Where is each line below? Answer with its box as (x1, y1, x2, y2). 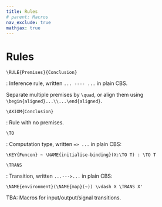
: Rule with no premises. (6, 119, 65, 126)
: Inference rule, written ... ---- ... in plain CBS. (6, 80, 128, 87)
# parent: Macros (6, 14, 49, 20)
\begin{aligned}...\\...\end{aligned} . (6, 97, 103, 104)
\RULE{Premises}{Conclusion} (6, 70, 77, 76)
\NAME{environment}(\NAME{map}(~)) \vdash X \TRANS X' (6, 184, 143, 190)
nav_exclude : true (6, 19, 51, 25)
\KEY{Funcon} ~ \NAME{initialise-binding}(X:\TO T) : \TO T (6, 152, 157, 158)
